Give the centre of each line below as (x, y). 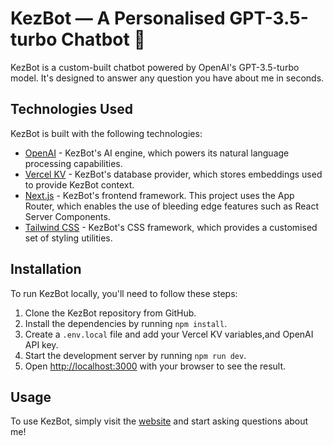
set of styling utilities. (68, 238)
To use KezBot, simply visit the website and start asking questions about (159, 421)
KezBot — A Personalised (118, 18)
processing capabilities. (73, 163)
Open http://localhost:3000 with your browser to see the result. (155, 366)
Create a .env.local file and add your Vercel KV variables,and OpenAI (169, 334)
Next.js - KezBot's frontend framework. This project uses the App (159, 195)
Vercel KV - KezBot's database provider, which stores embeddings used (173, 174)
